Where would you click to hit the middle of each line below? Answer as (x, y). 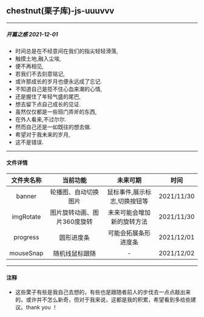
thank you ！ (42, 307)
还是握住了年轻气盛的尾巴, (48, 97)
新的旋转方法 (129, 222)
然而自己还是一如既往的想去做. (53, 127)
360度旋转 (78, 222)
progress (26, 237)
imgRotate (26, 216)
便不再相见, (29, 66)
